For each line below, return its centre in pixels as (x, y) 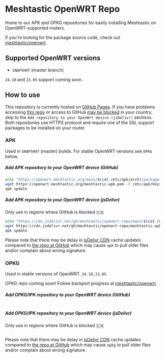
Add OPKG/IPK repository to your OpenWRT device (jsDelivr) (68, 313)
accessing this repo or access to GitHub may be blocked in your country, (79, 112)
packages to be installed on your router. (45, 128)
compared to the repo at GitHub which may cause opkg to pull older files (78, 345)
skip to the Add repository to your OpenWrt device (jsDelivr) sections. (79, 117)
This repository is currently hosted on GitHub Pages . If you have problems (80, 107)
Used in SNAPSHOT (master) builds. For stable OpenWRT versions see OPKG (79, 151)
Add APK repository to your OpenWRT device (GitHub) (62, 168)
